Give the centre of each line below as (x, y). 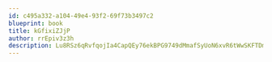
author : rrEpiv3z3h (41, 38)
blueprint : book (36, 23)
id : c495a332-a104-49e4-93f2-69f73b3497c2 (81, 16)
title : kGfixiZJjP (39, 31)
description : (30, 46)
